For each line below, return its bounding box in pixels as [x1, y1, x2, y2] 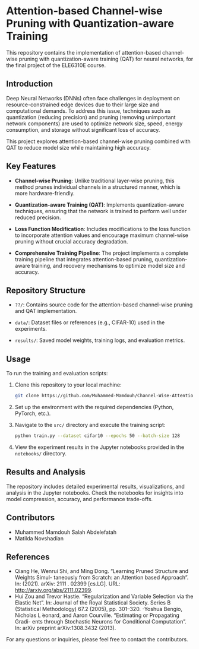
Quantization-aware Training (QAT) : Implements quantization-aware [14, 201, 184, 208]
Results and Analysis [6, 467, 86, 477]
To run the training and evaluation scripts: [6, 370, 108, 377]
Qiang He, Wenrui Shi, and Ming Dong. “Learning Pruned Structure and [14, 568, 189, 575]
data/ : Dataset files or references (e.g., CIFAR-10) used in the [14, 319, 165, 326]
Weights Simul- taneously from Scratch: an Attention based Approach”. [14, 574, 189, 581]
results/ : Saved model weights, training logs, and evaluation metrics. [14, 337, 185, 344]
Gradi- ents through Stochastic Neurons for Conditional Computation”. [14, 618, 187, 625]
